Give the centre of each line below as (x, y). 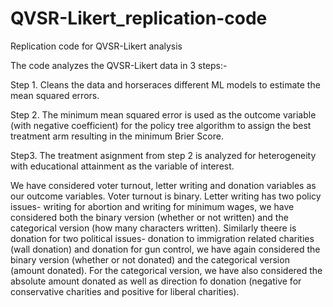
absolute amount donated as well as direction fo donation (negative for (156, 281)
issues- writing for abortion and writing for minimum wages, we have (152, 206)
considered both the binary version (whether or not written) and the (149, 217)
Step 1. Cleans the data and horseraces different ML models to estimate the (165, 84)
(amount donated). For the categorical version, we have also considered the (166, 270)
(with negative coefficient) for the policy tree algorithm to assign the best (161, 125)
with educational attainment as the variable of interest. (122, 166)
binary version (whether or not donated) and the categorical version (150, 259)
